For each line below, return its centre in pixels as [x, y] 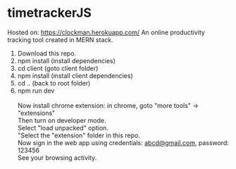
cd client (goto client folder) [58, 68]
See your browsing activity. [57, 157]
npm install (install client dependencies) [75, 76]
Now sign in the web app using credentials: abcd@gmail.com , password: [123, 142]
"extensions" [36, 113]
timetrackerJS [49, 13]
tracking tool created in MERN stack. [61, 39]
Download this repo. [46, 53]
